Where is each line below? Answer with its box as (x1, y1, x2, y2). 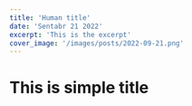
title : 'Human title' (9, 13, 91, 23)
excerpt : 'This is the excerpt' (9, 30, 131, 39)
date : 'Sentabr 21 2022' (9, 22, 103, 31)
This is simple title (9, 78, 149, 98)
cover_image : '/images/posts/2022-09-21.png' (9, 38, 184, 48)
